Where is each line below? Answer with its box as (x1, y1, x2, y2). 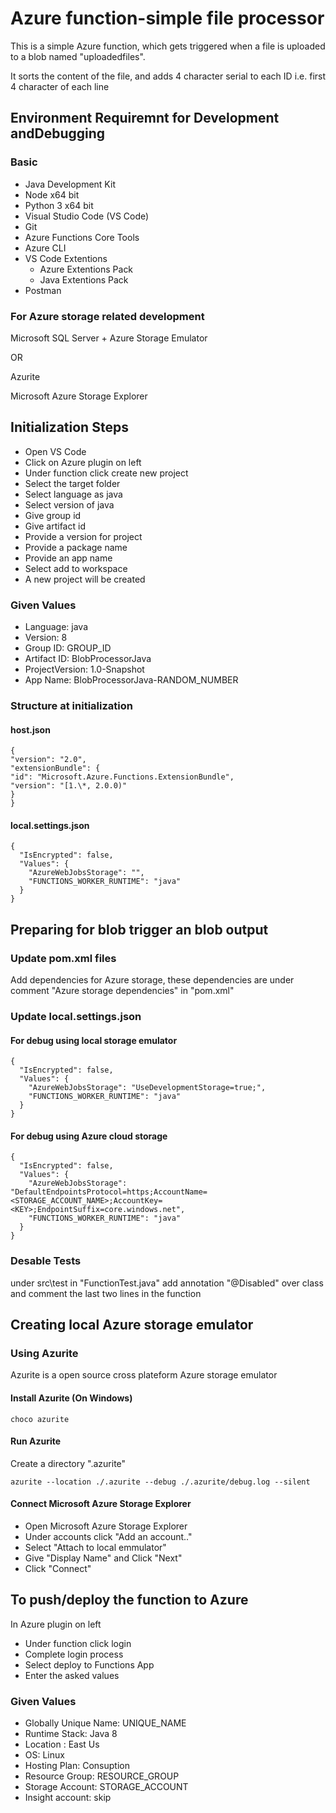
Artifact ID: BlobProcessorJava (24, 653, 152, 665)
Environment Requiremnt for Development (10, 110, 280, 127)
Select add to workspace (24, 562, 128, 574)
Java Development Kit (24, 178, 116, 190)
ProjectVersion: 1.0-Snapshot (24, 663, 145, 676)
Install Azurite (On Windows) (10, 1392, 133, 1404)
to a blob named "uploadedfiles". (10, 50, 146, 62)
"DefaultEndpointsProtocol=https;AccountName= (10, 1187, 208, 1197)
